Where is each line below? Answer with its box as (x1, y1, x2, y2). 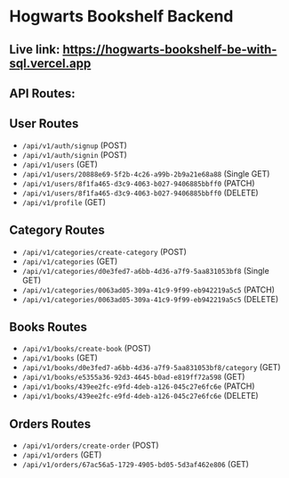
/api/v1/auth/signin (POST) (21, 149, 127, 160)
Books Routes (9, 319, 87, 334)
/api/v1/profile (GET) (21, 196, 107, 207)
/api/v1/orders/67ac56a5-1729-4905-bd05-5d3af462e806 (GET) (21, 459, 249, 470)
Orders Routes (9, 416, 92, 432)
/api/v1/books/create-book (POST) (21, 343, 151, 354)
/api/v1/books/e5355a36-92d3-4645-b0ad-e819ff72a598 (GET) (21, 372, 245, 383)
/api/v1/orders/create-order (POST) (21, 440, 159, 451)
